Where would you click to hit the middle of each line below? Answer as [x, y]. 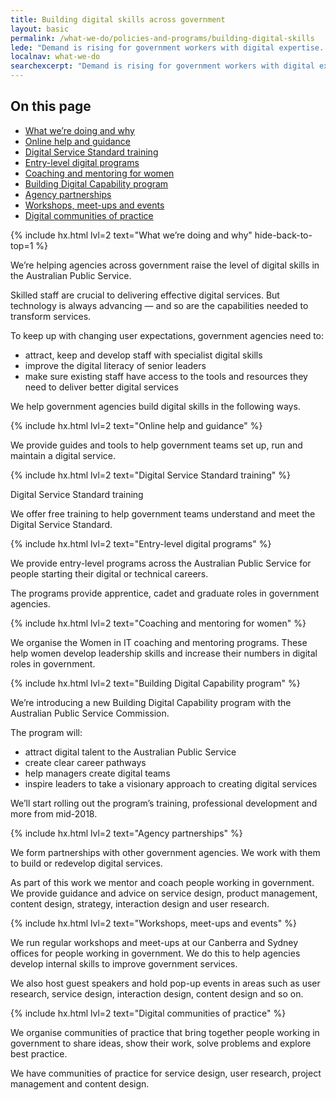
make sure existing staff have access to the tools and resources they [166, 376]
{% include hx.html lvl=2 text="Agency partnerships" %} [126, 833]
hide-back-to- [283, 235]
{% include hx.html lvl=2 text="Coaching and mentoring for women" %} [158, 623]
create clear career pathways [85, 762]
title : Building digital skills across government [118, 19]
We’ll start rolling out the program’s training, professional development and [164, 803]
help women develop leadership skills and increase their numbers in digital [164, 653]
